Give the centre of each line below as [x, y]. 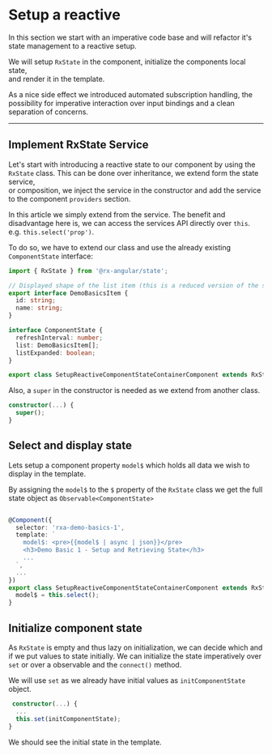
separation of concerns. [49, 112]
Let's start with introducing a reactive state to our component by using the [132, 164]
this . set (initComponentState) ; [68, 719]
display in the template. [47, 473]
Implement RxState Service [79, 145]
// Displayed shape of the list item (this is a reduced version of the [134, 285]
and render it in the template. [57, 79]
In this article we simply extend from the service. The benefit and [117, 214]
